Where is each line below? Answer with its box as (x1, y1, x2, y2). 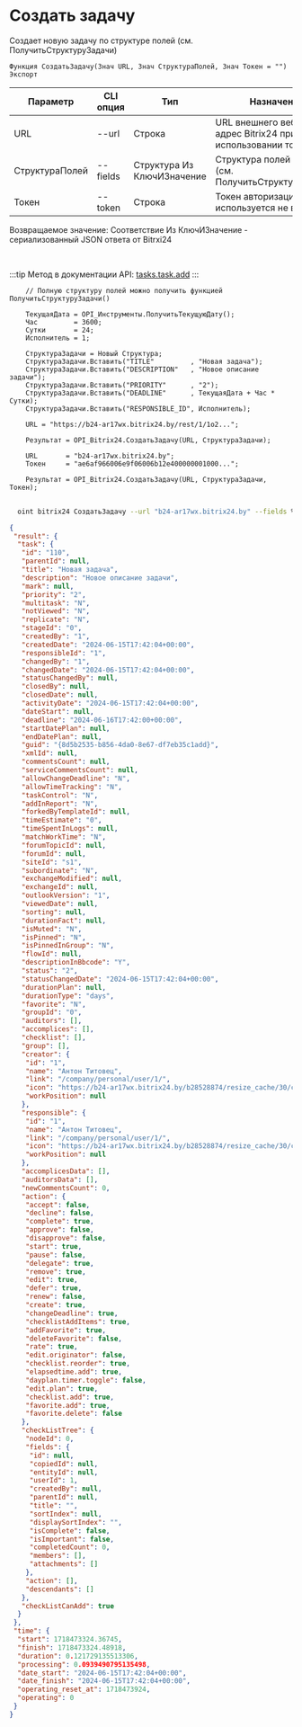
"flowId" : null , (21, 949, 83, 958)
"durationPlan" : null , (21, 983, 106, 992)
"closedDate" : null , (21, 690, 99, 699)
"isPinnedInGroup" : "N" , (21, 941, 115, 950)
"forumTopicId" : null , (21, 841, 106, 850)
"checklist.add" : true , (25, 1393, 115, 1402)
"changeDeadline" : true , (25, 1309, 119, 1318)
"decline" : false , (25, 1208, 94, 1218)
